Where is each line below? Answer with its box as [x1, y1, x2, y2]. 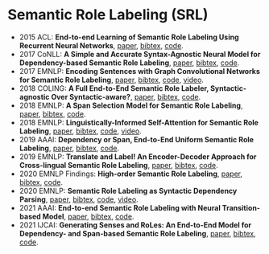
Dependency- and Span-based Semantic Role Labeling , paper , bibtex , [19, 228, 256, 238]
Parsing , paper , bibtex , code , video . [19, 195, 139, 204]
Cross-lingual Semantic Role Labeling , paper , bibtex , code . [19, 160, 218, 170]
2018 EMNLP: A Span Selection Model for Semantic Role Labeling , [19, 100, 243, 110]
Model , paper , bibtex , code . [42, 211, 134, 221]
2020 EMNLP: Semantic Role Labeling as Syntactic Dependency [19, 186, 238, 195]
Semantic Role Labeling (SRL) [7, 6, 209, 24]
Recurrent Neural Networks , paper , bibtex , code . [19, 40, 184, 50]
